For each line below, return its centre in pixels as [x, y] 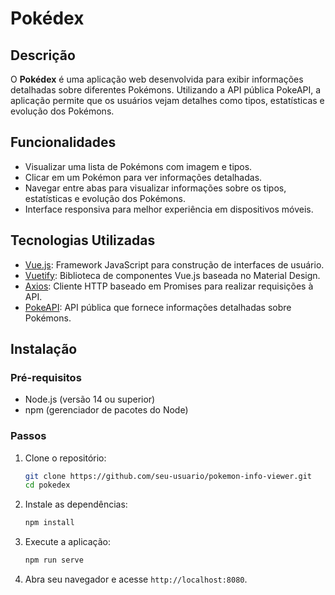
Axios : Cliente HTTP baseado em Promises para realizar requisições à [169, 286]
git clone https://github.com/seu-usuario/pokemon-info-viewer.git [168, 476]
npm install [49, 523]
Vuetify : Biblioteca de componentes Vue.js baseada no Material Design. [172, 275]
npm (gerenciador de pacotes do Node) [106, 410]
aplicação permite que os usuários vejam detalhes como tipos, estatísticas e [167, 100]
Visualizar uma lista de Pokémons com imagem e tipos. [138, 166]
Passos [28, 436]
